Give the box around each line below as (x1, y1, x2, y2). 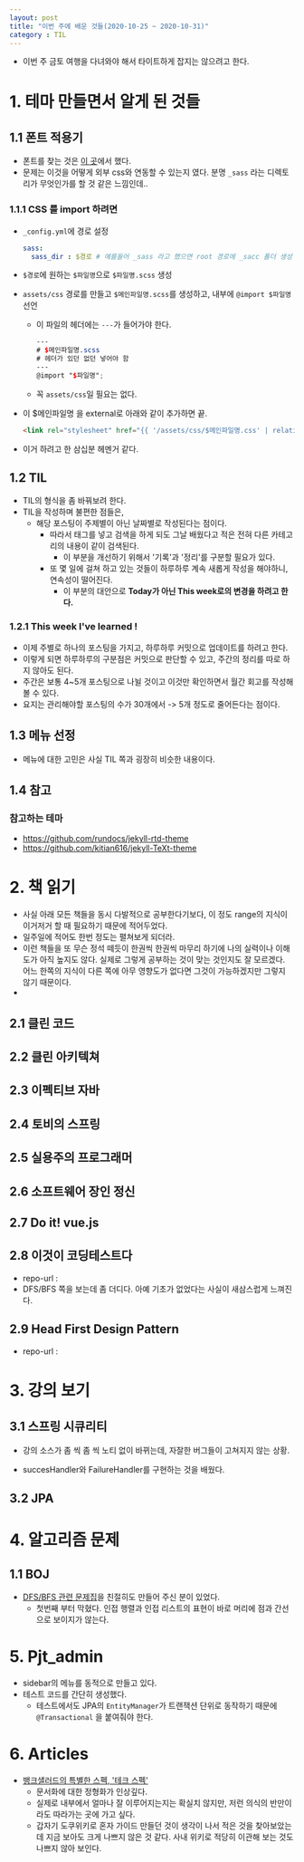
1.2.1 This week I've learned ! (9, 620, 138, 633)
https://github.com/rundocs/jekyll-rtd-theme (22, 833, 189, 844)
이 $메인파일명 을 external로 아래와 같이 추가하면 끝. (22, 408, 208, 418)
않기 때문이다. (22, 977, 72, 988)
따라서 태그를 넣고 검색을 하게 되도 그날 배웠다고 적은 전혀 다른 (49, 529, 270, 540)
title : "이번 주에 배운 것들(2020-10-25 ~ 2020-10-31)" (9, 22, 210, 31)
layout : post (9, 13, 59, 23)
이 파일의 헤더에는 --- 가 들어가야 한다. (35, 319, 172, 331)
